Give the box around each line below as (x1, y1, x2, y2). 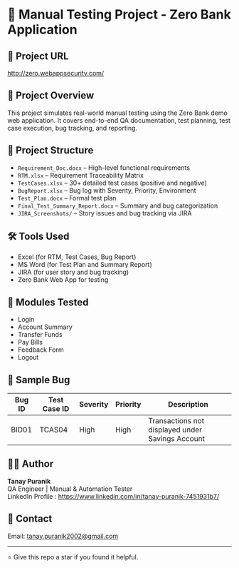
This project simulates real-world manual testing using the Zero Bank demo (7, 108, 228, 117)
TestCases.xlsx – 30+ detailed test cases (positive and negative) (17, 178, 208, 187)
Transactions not (148, 416, 205, 426)
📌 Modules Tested (7, 296, 89, 308)
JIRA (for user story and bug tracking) (17, 268, 129, 277)
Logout (17, 353, 39, 362)
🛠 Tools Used (7, 230, 70, 243)
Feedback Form (17, 345, 64, 354)
